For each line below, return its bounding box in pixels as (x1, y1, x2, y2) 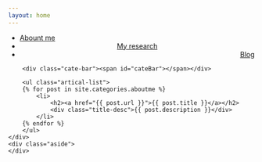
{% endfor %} (22, 119, 65, 128)
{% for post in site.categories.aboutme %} (22, 85, 167, 93)
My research (117, 41, 158, 51)
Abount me (19, 33, 56, 42)
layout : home (8, 11, 51, 20)
